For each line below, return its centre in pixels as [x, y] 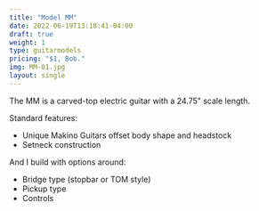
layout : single [37, 76]
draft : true [31, 34]
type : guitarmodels [45, 51]
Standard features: [44, 118]
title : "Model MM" [43, 17]
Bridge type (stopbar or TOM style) [86, 179]
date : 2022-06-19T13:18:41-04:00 [71, 26]
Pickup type [44, 189]
